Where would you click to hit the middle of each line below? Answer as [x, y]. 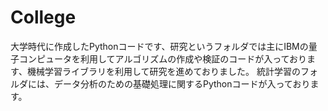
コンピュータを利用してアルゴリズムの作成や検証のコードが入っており [163, 58]
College [43, 17]
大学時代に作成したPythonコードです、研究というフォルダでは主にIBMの [159, 46]
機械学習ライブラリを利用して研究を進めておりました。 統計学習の [163, 71]
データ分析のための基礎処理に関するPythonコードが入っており [182, 83]
